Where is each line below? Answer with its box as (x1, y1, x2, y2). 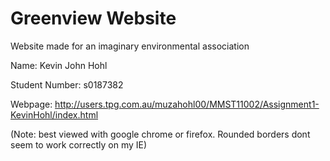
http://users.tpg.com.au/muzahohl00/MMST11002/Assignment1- (54, 98, 320, 110)
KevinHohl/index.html (10, 108, 99, 121)
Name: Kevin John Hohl (10, 59, 108, 71)
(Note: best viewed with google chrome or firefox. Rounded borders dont (10, 128, 311, 140)
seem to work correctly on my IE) (10, 138, 148, 151)
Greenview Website (10, 7, 177, 30)
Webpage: (10, 98, 53, 110)
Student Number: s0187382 (10, 78, 124, 91)
